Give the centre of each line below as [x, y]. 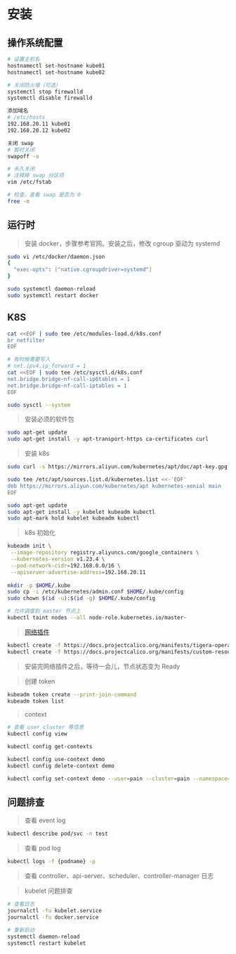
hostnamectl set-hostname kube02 [56, 72]
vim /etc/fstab [29, 182]
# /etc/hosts [26, 118]
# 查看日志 [21, 904]
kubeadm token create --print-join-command [72, 694]
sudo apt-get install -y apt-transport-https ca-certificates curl [108, 439]
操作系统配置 [35, 43]
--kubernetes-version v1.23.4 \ [58, 559]
